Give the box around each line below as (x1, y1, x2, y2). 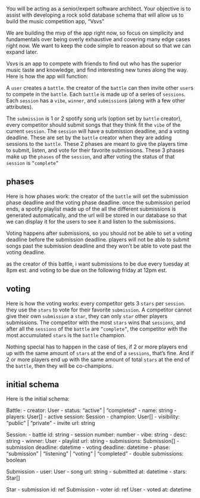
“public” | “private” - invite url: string (6, 420, 95, 427)
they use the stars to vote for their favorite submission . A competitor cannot (6, 306, 192, 313)
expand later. (6, 48, 39, 56)
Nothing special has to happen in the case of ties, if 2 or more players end (6, 343, 187, 350)
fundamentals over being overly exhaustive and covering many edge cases (6, 36, 190, 42)
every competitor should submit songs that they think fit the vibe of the (6, 121, 181, 128)
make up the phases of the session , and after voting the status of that (6, 153, 175, 160)
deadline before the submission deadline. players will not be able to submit (6, 236, 190, 243)
